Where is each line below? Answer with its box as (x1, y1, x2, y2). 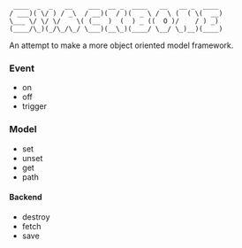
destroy (21, 211, 50, 222)
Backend (9, 192, 42, 203)
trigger (21, 101, 47, 112)
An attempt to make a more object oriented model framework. (9, 40, 234, 50)
